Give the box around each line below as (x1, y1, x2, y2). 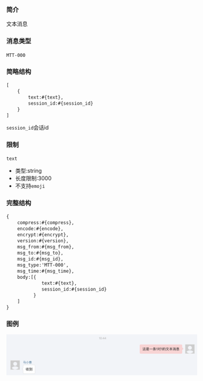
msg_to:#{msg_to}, (17, 250, 64, 256)
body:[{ (17, 274, 36, 280)
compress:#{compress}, (17, 220, 75, 226)
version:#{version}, (17, 238, 69, 244)
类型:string (15, 167, 42, 174)
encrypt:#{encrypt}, (17, 232, 69, 238)
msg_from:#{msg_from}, (17, 244, 75, 250)
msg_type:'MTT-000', (17, 262, 69, 268)
